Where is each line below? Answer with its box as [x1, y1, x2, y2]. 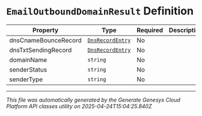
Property [32, 26, 59, 34]
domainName [9, 55, 47, 64]
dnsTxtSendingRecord [9, 46, 72, 54]
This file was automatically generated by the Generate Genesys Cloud [6, 96, 180, 103]
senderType [9, 75, 43, 84]
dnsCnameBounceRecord [9, 36, 82, 44]
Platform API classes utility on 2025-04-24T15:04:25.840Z [6, 102, 152, 109]
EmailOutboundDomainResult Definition [6, 4, 194, 18]
